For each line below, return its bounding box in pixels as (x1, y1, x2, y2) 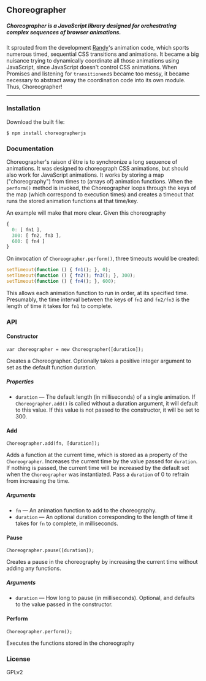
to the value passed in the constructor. (15, 601, 113, 608)
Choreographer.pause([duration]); (6, 547, 95, 554)
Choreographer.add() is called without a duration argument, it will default (15, 400, 198, 407)
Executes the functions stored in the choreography (6, 639, 135, 647)
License (6, 655, 31, 663)
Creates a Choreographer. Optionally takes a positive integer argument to (6, 357, 191, 364)
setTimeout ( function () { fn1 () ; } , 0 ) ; (6, 267, 112, 273)
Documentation (6, 144, 54, 153)
